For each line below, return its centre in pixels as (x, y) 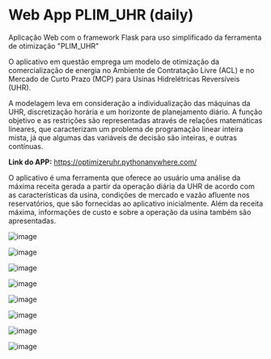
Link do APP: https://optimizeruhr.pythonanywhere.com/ (103, 162)
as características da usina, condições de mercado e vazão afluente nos (129, 194)
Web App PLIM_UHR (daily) (101, 15)
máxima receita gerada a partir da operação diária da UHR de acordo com (131, 186)
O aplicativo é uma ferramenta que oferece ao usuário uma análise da (125, 177)
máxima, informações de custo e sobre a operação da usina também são (130, 212)
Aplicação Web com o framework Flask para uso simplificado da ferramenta (135, 37)
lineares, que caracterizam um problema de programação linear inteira (126, 129)
